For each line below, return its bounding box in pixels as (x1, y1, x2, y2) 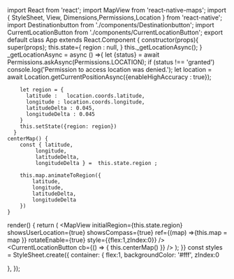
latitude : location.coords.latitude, (25, 92, 145, 99)
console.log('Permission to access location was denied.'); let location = (7, 66, 212, 73)
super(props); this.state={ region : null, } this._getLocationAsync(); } (7, 43, 203, 51)
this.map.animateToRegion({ (20, 172, 101, 179)
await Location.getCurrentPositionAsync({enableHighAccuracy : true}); (7, 73, 212, 81)
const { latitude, (20, 141, 73, 148)
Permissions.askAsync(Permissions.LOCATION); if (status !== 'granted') (7, 58, 215, 66)
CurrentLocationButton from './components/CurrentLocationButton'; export (7, 28, 224, 36)
